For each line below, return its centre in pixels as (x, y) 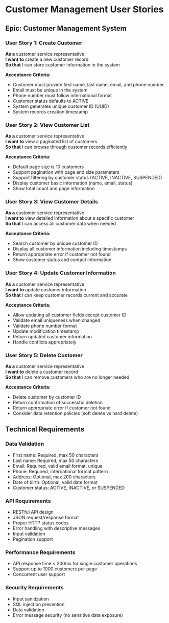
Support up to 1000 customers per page (55, 569)
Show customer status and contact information (62, 260)
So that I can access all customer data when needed (61, 224)
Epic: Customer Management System (66, 28)
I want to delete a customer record (42, 372)
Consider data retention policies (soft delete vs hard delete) (75, 413)
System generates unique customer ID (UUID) (61, 106)
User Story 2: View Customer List (47, 125)
